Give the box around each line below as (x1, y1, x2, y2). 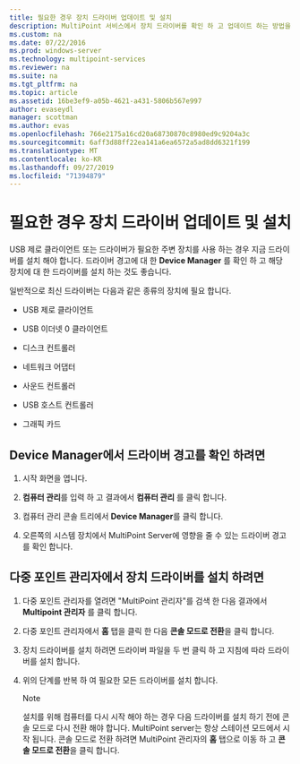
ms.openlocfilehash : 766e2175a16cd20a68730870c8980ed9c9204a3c (9, 130, 251, 139)
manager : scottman (9, 113, 78, 122)
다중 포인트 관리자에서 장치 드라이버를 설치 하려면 (9, 570, 264, 585)
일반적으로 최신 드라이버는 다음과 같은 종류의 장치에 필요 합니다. (9, 286, 232, 296)
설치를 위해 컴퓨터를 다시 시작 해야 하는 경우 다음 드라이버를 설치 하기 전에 (21, 711, 280, 722)
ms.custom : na (9, 30, 63, 39)
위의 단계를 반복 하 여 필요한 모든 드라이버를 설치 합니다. (21, 674, 219, 685)
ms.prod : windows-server (9, 47, 102, 56)
